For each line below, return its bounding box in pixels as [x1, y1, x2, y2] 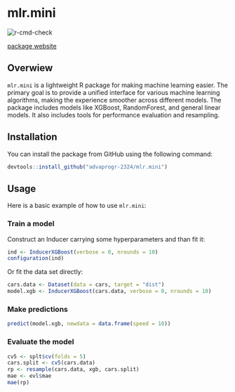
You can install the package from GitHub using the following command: [7, 150, 213, 158]
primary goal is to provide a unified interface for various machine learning [7, 88, 220, 96]
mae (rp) [7, 379, 30, 386]
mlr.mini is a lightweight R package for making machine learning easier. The [7, 81, 229, 89]
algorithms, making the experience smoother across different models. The [7, 96, 222, 104]
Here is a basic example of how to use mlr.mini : [7, 202, 147, 210]
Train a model [7, 219, 55, 229]
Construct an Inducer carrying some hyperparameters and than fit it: [7, 235, 206, 243]
